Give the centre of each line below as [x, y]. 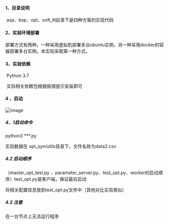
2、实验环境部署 [22, 33]
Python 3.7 [18, 75]
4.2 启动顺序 [18, 159]
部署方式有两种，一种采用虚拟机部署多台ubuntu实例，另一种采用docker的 [82, 45]
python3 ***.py [21, 135]
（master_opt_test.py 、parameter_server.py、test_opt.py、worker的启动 [82, 173]
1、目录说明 [18, 8]
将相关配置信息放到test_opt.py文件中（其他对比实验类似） [66, 190]
